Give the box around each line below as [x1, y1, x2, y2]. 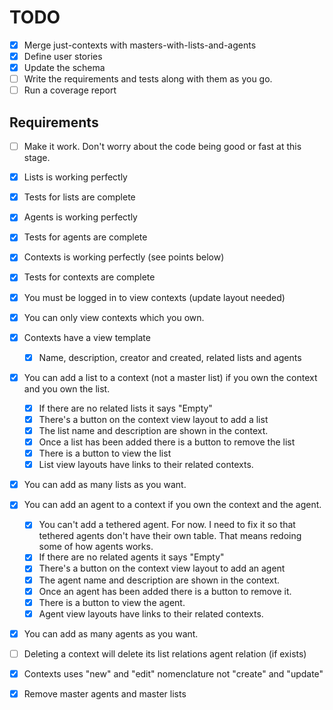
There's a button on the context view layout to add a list [38, 413, 269, 425]
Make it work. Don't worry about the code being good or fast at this [23, 141, 302, 153]
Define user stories [23, 51, 103, 62]
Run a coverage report [23, 84, 117, 96]
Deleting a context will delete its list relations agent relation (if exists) [23, 647, 307, 660]
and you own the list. [23, 382, 111, 395]
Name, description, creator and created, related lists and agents [38, 351, 302, 363]
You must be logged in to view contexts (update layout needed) [23, 291, 286, 303]
